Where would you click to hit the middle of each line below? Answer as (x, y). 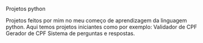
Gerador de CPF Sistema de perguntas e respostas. (70, 33)
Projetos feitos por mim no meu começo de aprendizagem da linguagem (96, 20)
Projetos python (26, 9)
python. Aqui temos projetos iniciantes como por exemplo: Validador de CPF (101, 27)
